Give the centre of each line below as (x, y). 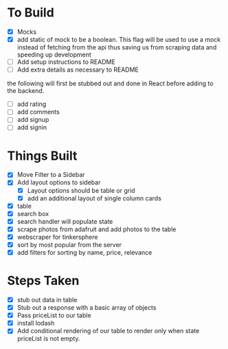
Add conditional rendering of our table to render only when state (108, 331)
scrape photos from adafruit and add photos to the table (96, 229)
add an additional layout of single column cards (94, 198)
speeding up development (54, 55)
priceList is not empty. (48, 339)
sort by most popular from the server (69, 244)
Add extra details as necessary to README (78, 70)
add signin (32, 127)
